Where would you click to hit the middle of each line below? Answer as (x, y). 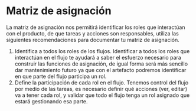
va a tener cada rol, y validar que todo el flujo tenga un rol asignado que (102, 95)
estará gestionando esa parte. (51, 101)
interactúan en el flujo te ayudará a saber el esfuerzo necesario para (98, 57)
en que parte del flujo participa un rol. (61, 76)
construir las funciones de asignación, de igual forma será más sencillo (101, 64)
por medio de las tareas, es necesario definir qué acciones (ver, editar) (101, 89)
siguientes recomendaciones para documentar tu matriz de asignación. (93, 40)
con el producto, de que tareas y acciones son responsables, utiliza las (92, 33)
